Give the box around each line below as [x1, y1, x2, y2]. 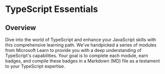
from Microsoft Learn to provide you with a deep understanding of [5, 47, 141, 53]
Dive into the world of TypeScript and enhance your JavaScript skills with [5, 36, 156, 42]
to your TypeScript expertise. [5, 63, 65, 69]
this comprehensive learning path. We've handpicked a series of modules [5, 42, 156, 48]
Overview [5, 23, 36, 32]
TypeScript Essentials [5, 3, 98, 15]
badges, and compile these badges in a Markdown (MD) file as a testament [5, 58, 160, 63]
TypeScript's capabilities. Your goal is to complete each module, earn [5, 52, 148, 58]
